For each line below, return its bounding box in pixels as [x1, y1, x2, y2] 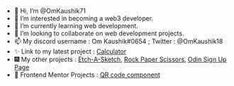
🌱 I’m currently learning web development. [13, 22, 138, 30]
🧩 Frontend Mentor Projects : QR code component [13, 70, 161, 79]
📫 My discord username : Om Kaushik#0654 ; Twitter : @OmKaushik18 [13, 37, 223, 45]
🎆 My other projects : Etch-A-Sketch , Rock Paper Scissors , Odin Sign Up [13, 55, 227, 63]
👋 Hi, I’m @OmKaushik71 [13, 7, 87, 15]
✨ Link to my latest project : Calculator [13, 47, 127, 56]
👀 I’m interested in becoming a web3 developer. [13, 14, 154, 23]
